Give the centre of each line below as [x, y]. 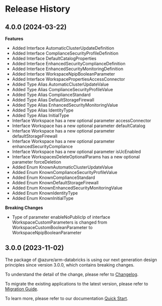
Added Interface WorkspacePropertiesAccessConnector [68, 79]
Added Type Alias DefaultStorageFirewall [53, 100]
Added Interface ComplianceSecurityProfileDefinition [65, 53]
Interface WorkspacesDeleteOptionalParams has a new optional [76, 157]
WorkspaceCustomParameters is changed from [60, 222]
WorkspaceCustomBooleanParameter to [52, 227]
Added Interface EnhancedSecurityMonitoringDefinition [68, 69]
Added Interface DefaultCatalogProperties [54, 58]
